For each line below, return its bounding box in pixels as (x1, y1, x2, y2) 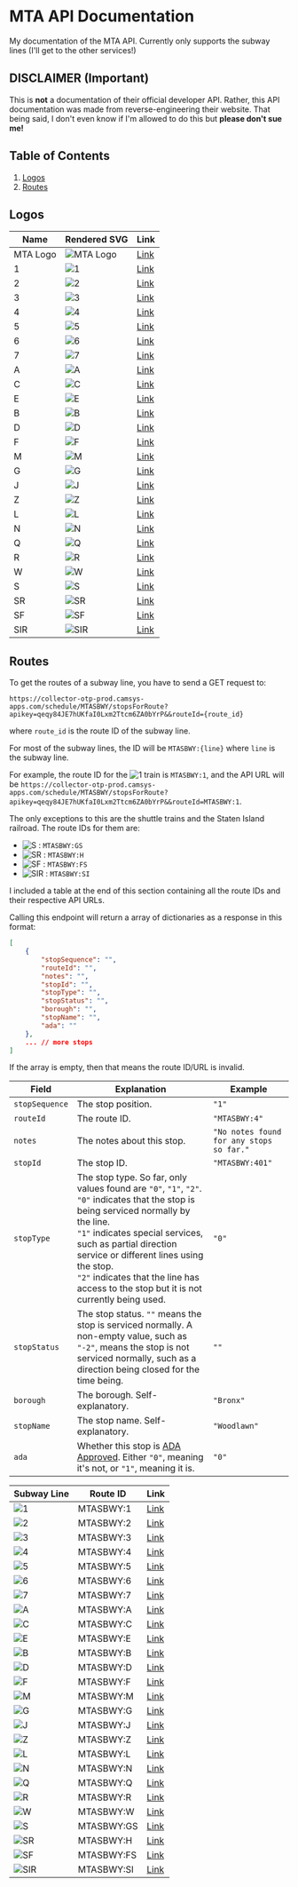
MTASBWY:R (77, 1791, 132, 1804)
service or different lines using (76, 1249, 204, 1262)
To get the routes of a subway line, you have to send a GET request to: (9, 678, 267, 688)
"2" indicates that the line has (76, 1272, 200, 1284)
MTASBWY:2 (77, 1517, 132, 1529)
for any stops (212, 1136, 273, 1146)
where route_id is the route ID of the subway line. (9, 725, 191, 736)
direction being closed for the (76, 1363, 200, 1376)
